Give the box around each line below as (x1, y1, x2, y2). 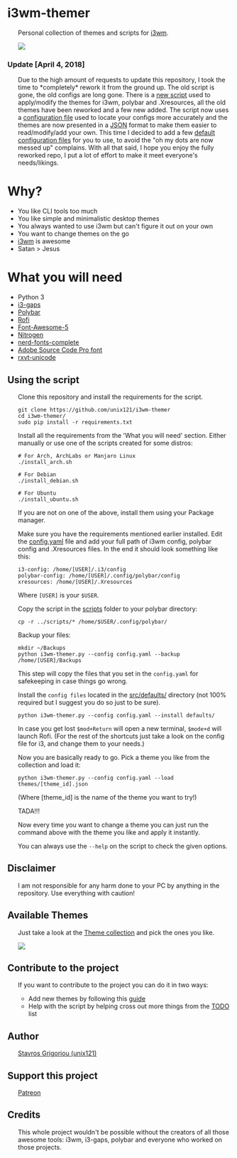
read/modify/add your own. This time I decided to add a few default (17, 128, 215, 137)
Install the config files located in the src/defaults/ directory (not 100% (17, 690, 227, 699)
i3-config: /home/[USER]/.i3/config (17, 566, 126, 573)
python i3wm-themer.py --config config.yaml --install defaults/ (17, 712, 215, 719)
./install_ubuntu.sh (17, 495, 79, 503)
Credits (7, 1109, 41, 1121)
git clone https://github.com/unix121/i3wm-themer (17, 406, 171, 413)
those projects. (17, 1142, 62, 1151)
